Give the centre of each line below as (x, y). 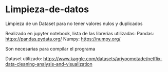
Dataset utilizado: (24, 58)
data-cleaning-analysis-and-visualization (49, 64)
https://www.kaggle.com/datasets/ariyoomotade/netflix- (103, 58)
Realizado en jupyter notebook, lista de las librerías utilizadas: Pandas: (80, 33)
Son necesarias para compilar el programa (50, 49)
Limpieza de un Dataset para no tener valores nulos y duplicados (74, 23)
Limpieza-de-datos (47, 9)
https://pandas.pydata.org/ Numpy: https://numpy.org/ (63, 39)
